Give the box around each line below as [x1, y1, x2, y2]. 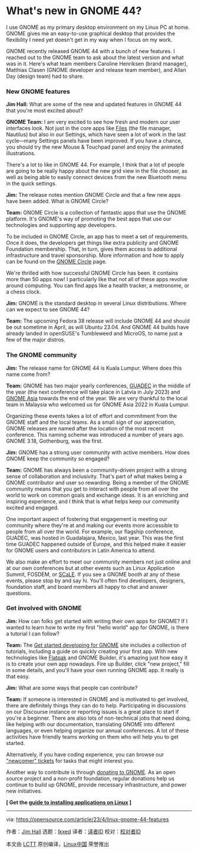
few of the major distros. [6, 336, 66, 343]
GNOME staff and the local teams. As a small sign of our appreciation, [6, 419, 176, 426]
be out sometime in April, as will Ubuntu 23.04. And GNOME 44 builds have [6, 324, 189, 331]
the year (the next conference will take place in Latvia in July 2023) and [6, 388, 180, 396]
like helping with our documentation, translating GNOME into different [6, 720, 175, 727]
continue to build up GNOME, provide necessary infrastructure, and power [6, 781, 187, 788]
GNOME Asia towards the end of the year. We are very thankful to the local [6, 394, 187, 401]
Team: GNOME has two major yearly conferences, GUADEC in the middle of [6, 382, 191, 389]
